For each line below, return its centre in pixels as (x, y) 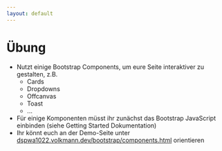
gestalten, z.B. (37, 74)
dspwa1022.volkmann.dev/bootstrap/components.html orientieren (110, 140)
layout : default (30, 13)
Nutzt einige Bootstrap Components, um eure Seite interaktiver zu (110, 67)
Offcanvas (41, 96)
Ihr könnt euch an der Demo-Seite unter (73, 132)
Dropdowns (43, 89)
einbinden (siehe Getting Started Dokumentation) (86, 125)
